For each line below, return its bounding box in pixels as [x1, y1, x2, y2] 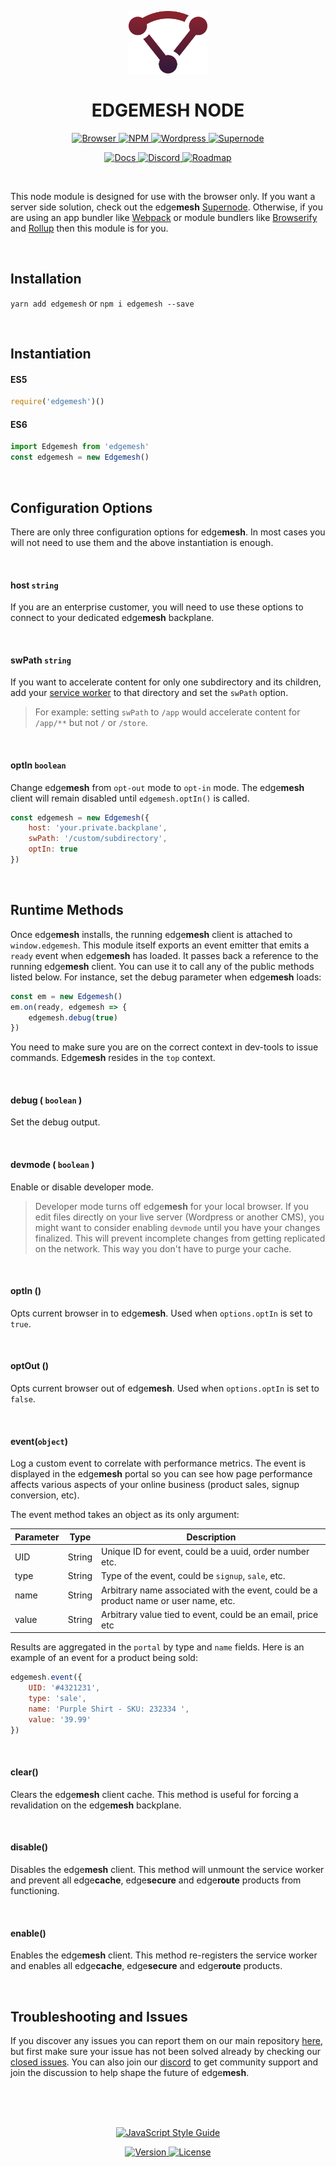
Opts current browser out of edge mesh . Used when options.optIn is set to [10, 1382, 320, 1395]
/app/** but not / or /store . [34, 717, 149, 729]
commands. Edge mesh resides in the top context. [10, 1052, 216, 1064]
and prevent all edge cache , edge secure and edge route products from [10, 1874, 302, 1886]
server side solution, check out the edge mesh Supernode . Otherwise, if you [10, 201, 323, 213]
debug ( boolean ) [10, 1094, 83, 1106]
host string [10, 579, 59, 591]
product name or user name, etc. [101, 1594, 236, 1606]
